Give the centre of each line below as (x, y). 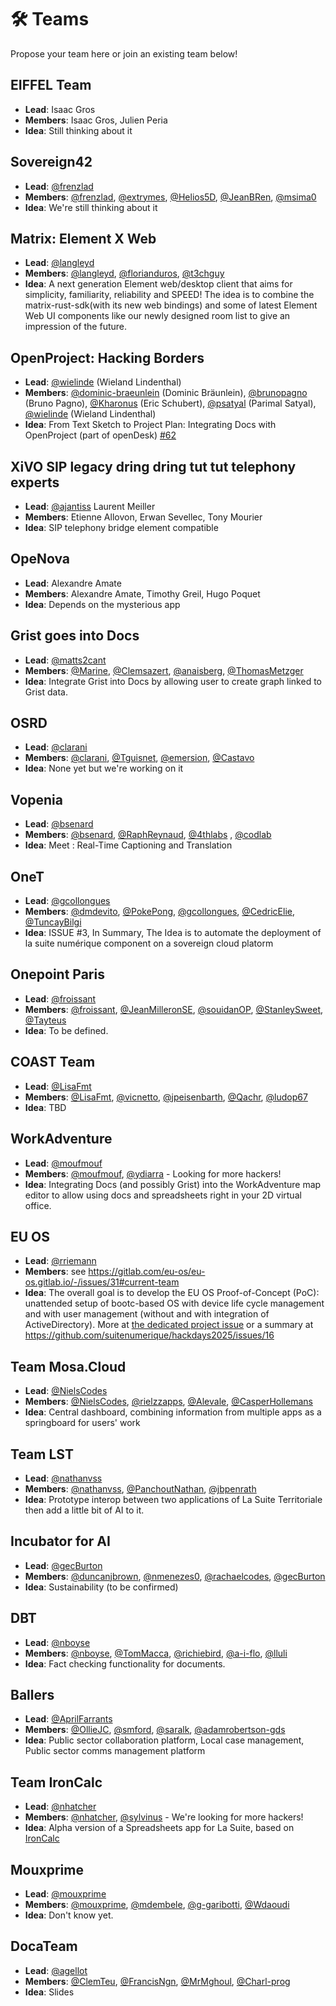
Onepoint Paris (57, 974)
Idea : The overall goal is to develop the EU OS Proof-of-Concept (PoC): (172, 1293)
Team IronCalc (56, 1782)
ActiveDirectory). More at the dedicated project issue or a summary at (169, 1325)
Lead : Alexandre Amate (73, 583)
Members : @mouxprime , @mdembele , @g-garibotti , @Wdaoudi (157, 1904)
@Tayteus (45, 1020)
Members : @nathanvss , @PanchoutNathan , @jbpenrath (140, 1488)
